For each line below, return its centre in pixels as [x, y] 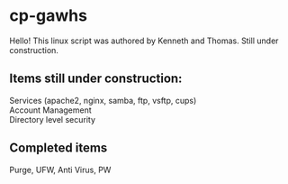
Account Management [50, 110]
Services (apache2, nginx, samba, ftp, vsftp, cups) [103, 100]
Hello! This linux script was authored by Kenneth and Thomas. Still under [144, 41]
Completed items [58, 148]
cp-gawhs [49, 16]
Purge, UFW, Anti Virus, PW [60, 170]
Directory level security [53, 119]
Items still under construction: [96, 79]
